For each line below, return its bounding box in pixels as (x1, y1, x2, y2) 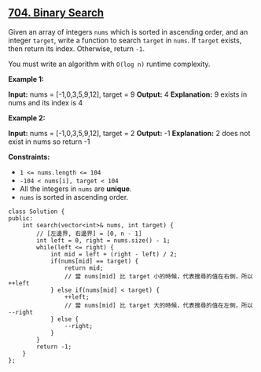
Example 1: (8, 74, 45, 83)
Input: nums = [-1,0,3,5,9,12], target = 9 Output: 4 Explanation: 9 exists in (8, 90, 248, 99)
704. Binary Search (8, 6, 105, 20)
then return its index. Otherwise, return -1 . (8, 43, 145, 53)
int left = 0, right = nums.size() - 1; (36, 236, 171, 245)
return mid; (64, 263, 104, 272)
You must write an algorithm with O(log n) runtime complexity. (8, 59, 211, 68)
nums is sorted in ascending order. (19, 192, 129, 201)
